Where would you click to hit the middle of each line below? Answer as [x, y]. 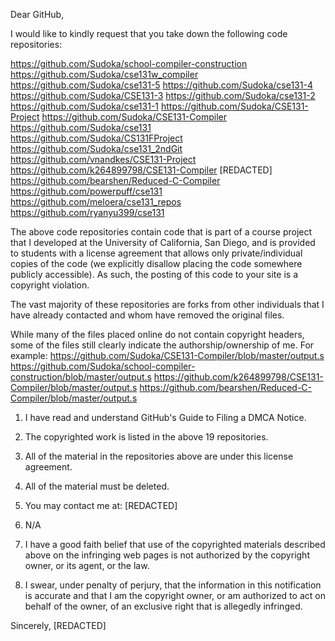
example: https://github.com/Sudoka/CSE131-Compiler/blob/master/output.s [167, 355]
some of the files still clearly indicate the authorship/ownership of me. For [162, 345]
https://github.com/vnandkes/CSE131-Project [103, 159]
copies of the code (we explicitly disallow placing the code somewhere [156, 263]
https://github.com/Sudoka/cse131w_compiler [104, 74]
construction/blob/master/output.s [81, 377]
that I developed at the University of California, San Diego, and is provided [163, 242]
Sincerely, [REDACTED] [58, 625]
